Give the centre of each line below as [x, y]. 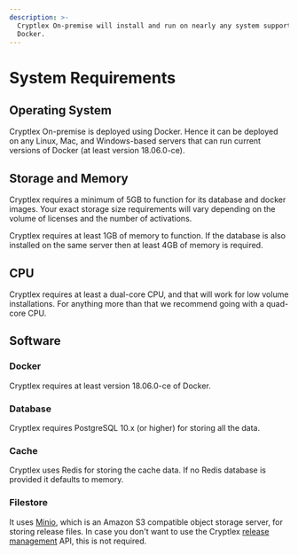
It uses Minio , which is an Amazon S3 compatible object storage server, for [146, 522]
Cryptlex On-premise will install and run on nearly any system [138, 26]
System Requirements [92, 78]
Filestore [29, 503]
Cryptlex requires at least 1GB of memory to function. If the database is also [148, 236]
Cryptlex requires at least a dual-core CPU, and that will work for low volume [149, 294]
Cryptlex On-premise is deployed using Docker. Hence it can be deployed [144, 132]
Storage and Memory [69, 178]
